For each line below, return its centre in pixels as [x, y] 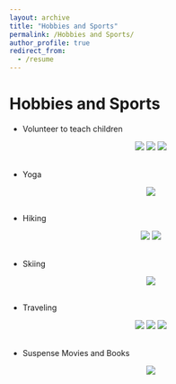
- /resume [35, 59]
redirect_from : [38, 51]
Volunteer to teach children [72, 129]
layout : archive [40, 18]
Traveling [40, 308]
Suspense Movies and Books [76, 353]
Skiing [34, 263]
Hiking [34, 218]
